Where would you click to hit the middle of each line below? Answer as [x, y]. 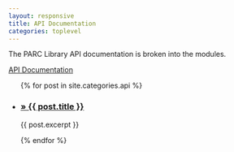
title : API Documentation [52, 24]
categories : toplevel [45, 31]
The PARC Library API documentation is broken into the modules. [117, 54]
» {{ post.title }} [52, 106]
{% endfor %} [43, 140]
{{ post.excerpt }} [50, 124]
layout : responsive [41, 16]
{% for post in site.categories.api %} [81, 85]
